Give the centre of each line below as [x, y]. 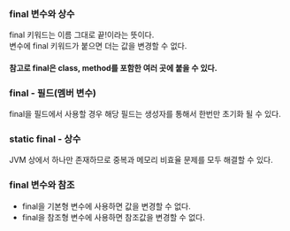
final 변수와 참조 [42, 185]
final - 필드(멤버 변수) [53, 93]
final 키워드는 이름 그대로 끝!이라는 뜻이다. [82, 35]
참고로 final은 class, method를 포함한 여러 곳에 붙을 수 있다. [114, 67]
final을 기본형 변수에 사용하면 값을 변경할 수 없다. [107, 206]
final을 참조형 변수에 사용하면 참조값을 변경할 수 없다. [113, 217]
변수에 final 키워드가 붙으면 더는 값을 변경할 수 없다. [98, 46]
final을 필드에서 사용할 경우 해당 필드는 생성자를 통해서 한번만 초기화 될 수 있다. [145, 114]
